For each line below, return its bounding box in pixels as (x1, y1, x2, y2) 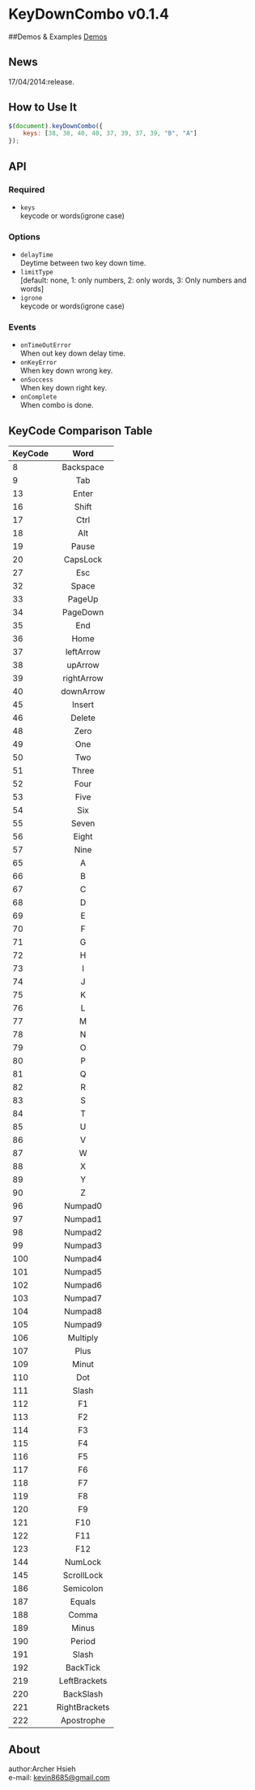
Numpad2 (63, 1227, 103, 1238)
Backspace (62, 462, 104, 473)
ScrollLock (62, 1570, 104, 1581)
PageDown (62, 606, 104, 618)
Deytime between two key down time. (19, 258, 147, 268)
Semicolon (62, 1583, 104, 1594)
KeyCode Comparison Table (8, 424, 153, 438)
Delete (70, 712, 96, 723)
